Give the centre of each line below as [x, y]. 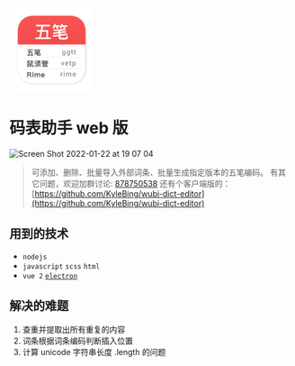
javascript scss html [61, 266]
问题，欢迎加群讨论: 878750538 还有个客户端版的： [135, 183]
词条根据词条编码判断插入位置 [77, 341]
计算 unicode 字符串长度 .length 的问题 [94, 352]
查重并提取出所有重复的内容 [74, 329]
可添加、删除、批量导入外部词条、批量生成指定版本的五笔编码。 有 [155, 172]
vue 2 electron [50, 276]
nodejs [35, 257]
